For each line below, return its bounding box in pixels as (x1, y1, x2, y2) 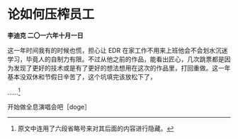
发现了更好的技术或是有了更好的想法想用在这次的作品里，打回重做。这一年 (13, 64, 231, 72)
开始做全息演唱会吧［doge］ (7, 102, 91, 111)
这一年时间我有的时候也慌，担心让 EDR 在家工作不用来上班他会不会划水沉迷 (7, 46, 228, 54)
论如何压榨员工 (7, 6, 95, 23)
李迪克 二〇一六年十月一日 (7, 31, 84, 40)
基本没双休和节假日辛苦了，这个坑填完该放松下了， (7, 72, 157, 81)
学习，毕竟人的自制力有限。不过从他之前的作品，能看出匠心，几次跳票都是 (7, 54, 225, 64)
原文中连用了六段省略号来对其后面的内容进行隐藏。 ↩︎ (17, 124, 174, 133)
